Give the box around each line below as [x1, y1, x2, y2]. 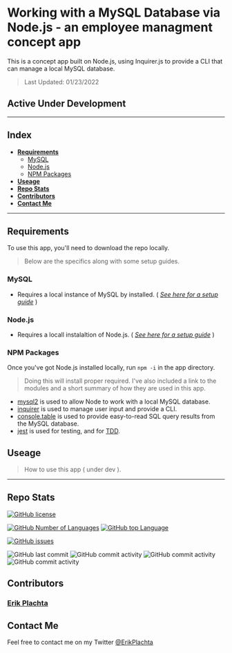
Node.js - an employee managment [7, 19, 213, 35]
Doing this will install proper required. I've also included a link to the [23, 377, 217, 385]
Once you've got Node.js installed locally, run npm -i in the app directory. [7, 363, 215, 372]
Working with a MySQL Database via [7, 5, 221, 21]
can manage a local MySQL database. [7, 64, 115, 73]
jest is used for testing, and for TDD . [17, 427, 121, 435]
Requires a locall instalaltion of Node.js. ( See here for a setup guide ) [17, 330, 215, 339]
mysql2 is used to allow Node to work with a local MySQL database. [17, 397, 211, 406]
